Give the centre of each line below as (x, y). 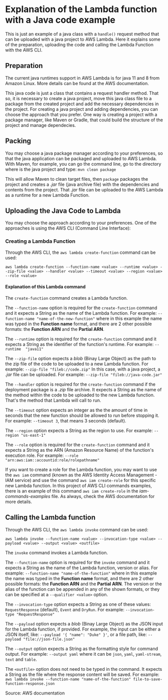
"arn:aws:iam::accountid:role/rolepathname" (52, 460)
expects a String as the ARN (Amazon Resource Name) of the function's (79, 450)
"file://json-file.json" (49, 639)
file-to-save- (148, 679)
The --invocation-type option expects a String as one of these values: (78, 604)
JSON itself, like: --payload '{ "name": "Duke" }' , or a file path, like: (76, 634)
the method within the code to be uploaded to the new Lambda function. (80, 395)
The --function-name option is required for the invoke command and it (77, 562)
